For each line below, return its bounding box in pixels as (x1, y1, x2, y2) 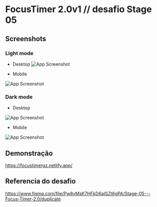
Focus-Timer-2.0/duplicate (5, 196, 61, 202)
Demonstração (5, 149, 53, 157)
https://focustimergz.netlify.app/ (5, 162, 73, 168)
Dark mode (5, 93, 33, 100)
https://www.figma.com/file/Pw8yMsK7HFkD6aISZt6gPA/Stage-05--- (5, 190, 150, 196)
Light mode (5, 50, 34, 57)
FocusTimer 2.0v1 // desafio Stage (5, 4, 152, 15)
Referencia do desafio (5, 177, 76, 186)
